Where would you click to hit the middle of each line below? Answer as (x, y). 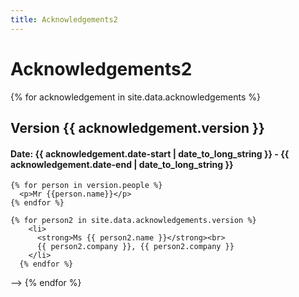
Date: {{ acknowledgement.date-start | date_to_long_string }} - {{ (150, 153)
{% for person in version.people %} (86, 186)
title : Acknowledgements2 (64, 19)
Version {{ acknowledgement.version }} (137, 127)
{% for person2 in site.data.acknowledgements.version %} (133, 221)
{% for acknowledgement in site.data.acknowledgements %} (135, 97)
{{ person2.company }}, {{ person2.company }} (135, 247)
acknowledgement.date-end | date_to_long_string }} (122, 164)
